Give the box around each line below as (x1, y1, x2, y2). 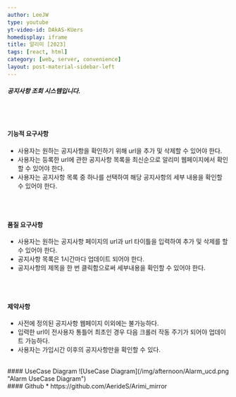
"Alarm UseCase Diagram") (7, 374, 87, 383)
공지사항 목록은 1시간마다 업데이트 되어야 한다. (17, 255, 144, 263)
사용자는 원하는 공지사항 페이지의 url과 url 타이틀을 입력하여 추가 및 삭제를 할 (17, 237, 228, 246)
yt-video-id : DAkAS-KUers (7, 26, 83, 33)
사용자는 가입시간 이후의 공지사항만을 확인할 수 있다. (17, 346, 161, 354)
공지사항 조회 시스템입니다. (7, 87, 81, 95)
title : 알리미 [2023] (7, 41, 67, 49)
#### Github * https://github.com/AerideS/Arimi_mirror (7, 382, 168, 391)
